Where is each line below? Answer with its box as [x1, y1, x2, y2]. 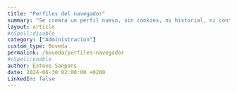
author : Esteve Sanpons [7, 62, 78, 69]
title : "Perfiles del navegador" [7, 10, 106, 17]
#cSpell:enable [7, 56, 52, 63]
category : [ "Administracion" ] [7, 36, 97, 43]
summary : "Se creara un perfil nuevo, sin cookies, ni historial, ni [7, 17, 217, 24]
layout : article [7, 23, 55, 30]
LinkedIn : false [7, 75, 55, 83]
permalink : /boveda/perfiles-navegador [7, 50, 125, 57]
